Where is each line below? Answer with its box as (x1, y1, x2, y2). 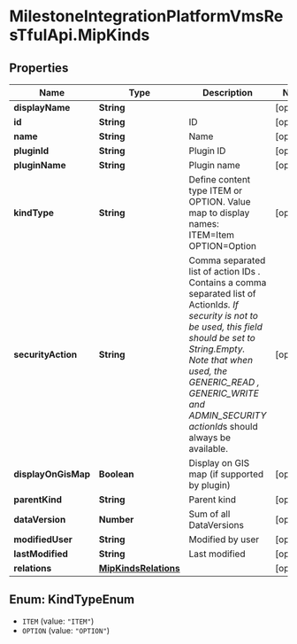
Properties (9, 60, 69, 75)
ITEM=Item (188, 229, 235, 241)
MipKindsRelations (98, 563, 181, 574)
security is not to (188, 310, 259, 322)
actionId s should (188, 421, 258, 432)
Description (202, 87, 254, 98)
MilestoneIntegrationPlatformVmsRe (9, 6, 284, 27)
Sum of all (188, 508, 231, 520)
